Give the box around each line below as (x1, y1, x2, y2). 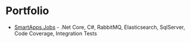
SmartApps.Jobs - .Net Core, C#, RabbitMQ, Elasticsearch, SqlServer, (14, 24, 186, 31)
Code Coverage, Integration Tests (14, 29, 98, 37)
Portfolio (5, 4, 49, 18)
